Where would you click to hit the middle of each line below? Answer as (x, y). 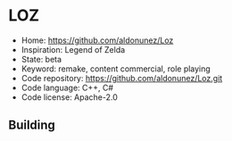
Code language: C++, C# (67, 87)
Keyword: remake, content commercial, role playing (116, 69)
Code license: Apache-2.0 (69, 97)
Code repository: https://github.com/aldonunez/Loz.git (122, 78)
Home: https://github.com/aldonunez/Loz (97, 40)
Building (32, 125)
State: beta (41, 59)
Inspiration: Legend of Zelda (73, 49)
